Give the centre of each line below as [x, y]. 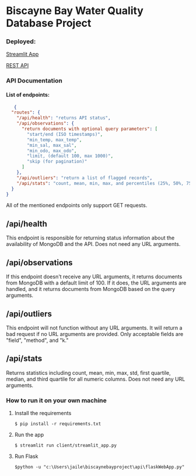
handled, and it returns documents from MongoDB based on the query [91, 289]
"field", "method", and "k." [37, 340]
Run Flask [26, 456]
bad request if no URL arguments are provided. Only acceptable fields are [95, 334]
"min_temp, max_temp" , [55, 140]
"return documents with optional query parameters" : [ [90, 129]
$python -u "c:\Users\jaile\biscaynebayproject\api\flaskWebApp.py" [99, 467]
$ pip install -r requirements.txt [58, 424]
